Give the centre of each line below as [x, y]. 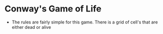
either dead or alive [31, 27]
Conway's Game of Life [53, 9]
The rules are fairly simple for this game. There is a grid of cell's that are [85, 22]
